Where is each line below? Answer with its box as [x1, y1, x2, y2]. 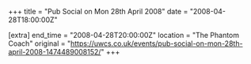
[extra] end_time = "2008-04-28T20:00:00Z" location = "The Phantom [8, 31, 240, 40]
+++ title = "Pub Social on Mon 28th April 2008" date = [8, 7, 188, 16]
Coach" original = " [8, 39, 71, 48]
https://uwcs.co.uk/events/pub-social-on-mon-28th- [70, 39, 243, 48]
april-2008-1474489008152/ [8, 47, 101, 56]
